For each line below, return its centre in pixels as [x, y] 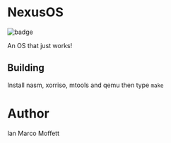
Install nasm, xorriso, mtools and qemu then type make [85, 85]
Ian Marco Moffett [34, 133]
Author [28, 113]
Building [26, 68]
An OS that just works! [40, 45]
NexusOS [35, 12]
